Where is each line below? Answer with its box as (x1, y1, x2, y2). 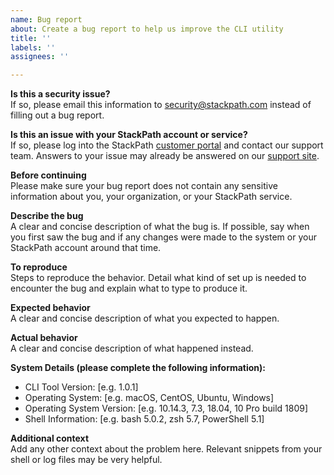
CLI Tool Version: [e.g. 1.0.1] (24, 381, 139, 393)
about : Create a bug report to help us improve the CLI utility (10, 24, 284, 34)
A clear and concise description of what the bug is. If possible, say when (10, 221, 310, 233)
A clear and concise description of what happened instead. (10, 342, 254, 355)
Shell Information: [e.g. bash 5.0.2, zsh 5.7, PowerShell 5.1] (24, 413, 265, 425)
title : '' (10, 33, 52, 43)
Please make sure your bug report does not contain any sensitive (10, 180, 278, 192)
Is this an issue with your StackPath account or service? (10, 129, 248, 141)
